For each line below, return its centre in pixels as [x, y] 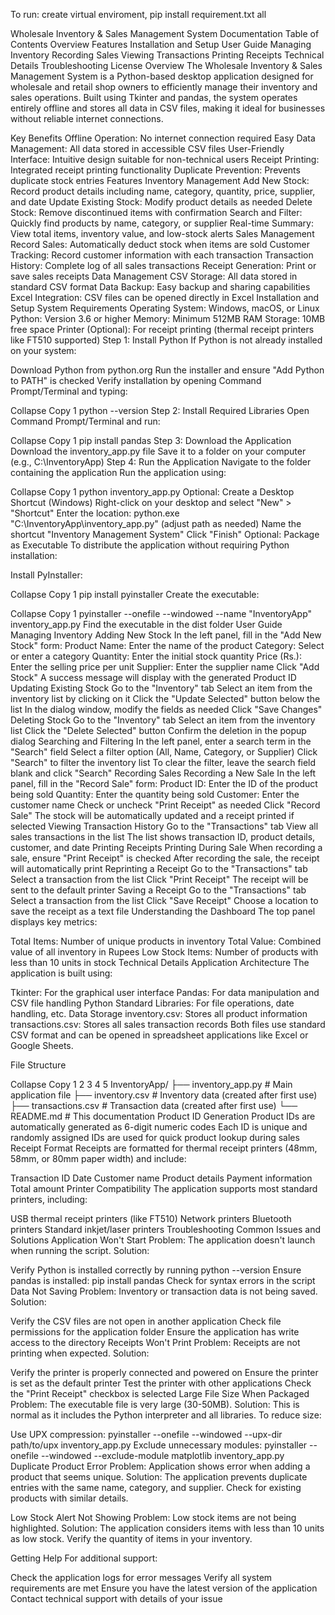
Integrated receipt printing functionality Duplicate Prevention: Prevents [155, 170]
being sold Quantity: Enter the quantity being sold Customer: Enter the [155, 794]
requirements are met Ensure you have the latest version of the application [164, 1588]
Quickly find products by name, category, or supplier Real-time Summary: [162, 223]
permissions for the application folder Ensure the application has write [155, 1332]
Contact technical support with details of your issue [116, 1598]
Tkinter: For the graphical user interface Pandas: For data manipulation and [165, 992]
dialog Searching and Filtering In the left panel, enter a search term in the [161, 741]
